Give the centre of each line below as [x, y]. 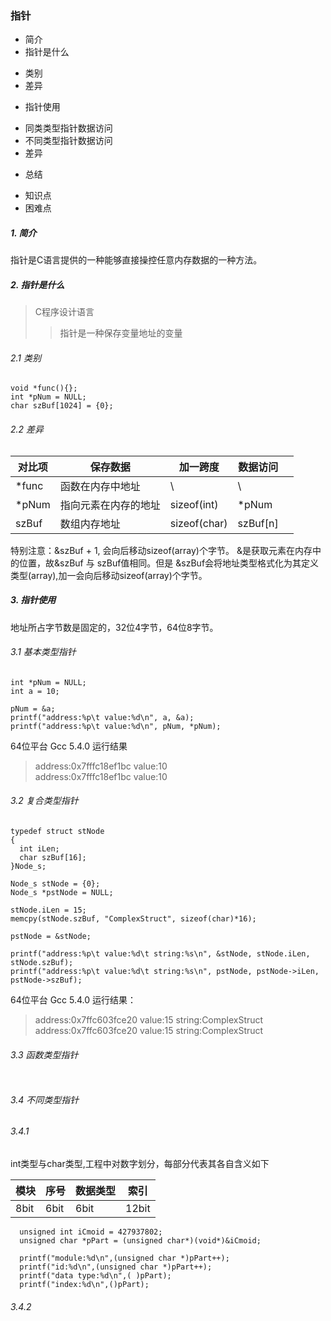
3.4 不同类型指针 [45, 1099]
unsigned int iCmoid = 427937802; [91, 1232]
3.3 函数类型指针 [44, 1054]
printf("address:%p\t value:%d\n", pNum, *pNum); [116, 726]
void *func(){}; [44, 388]
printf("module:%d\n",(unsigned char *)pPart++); [124, 1258]
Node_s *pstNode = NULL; [62, 893]
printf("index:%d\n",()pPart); [84, 1285]
